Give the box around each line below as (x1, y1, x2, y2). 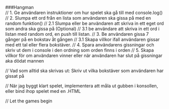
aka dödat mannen (5, 58, 44, 64)
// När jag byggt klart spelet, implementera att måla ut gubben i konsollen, (5, 83, 158, 89)
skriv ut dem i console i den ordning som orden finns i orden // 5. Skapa (5, 47, 154, 53)
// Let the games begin (5, 98, 52, 104)
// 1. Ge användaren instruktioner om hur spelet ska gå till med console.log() (5, 10, 163, 16)
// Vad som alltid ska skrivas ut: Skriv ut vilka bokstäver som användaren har (5, 68, 164, 74)
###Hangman (5, 5, 34, 10)
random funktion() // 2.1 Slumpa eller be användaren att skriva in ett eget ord (5, 20, 164, 26)
